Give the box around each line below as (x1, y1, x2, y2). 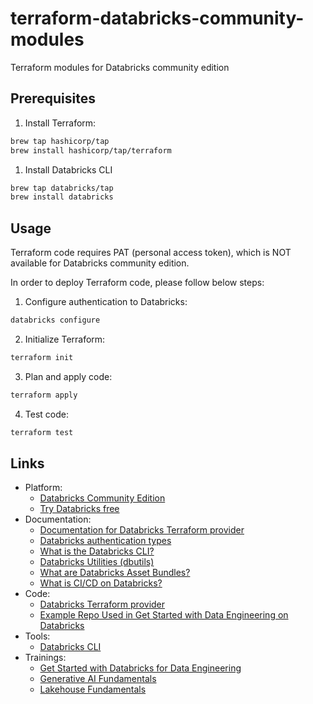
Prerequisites (10, 90, 96, 107)
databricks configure (10, 315, 101, 326)
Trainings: (24, 652, 67, 664)
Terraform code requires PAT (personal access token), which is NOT (10, 247, 292, 259)
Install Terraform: (24, 117, 97, 129)
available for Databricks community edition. (10, 257, 190, 269)
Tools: (24, 630, 51, 642)
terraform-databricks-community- (10, 7, 305, 30)
